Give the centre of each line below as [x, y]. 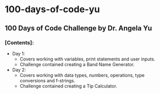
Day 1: [19, 53]
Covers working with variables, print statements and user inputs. [87, 59]
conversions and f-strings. [47, 80]
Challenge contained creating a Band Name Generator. [77, 64]
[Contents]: [19, 43]
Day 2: [19, 70]
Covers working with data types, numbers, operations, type [82, 75]
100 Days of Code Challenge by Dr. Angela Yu [78, 28]
